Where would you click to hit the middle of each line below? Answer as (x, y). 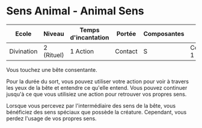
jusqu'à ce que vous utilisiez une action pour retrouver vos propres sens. (96, 94)
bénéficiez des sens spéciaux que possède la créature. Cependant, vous (96, 112)
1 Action (82, 51)
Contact (126, 51)
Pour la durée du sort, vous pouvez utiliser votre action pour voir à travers (98, 81)
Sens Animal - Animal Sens (75, 11)
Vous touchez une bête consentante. (52, 69)
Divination (23, 51)
